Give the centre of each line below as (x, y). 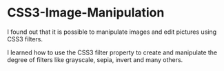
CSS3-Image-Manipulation (86, 13)
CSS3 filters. (25, 39)
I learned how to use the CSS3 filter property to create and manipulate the (112, 52)
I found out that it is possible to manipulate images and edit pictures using (112, 32)
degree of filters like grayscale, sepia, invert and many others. (95, 59)
